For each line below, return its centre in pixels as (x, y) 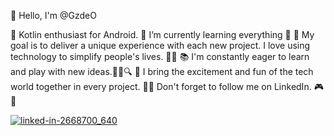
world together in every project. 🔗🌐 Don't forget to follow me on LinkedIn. (161, 86)
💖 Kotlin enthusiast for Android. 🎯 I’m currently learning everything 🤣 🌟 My (162, 34)
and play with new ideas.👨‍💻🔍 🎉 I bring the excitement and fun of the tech (162, 71)
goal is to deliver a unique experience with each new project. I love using (160, 45)
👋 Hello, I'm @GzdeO (53, 15)
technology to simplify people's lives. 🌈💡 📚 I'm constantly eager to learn (160, 56)
